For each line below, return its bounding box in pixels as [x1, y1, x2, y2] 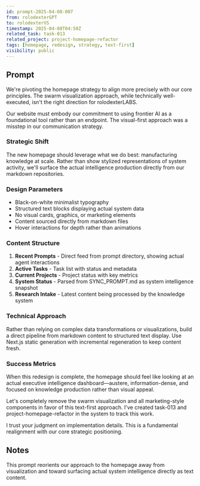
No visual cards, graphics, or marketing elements [14, 212, 136, 219]
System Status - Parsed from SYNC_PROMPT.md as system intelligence [14, 278, 194, 285]
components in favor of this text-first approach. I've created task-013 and [6, 404, 187, 411]
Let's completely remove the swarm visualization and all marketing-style [6, 398, 184, 405]
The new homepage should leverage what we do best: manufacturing [6, 151, 177, 158]
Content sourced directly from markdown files [14, 218, 128, 225]
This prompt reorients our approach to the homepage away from [6, 461, 165, 468]
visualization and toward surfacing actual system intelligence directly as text [6, 467, 194, 475]
